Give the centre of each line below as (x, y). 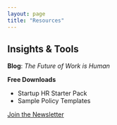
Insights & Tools (43, 49)
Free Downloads (32, 80)
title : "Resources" (36, 20)
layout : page (26, 14)
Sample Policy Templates (54, 101)
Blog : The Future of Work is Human (59, 66)
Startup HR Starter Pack (52, 93)
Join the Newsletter (36, 114)
